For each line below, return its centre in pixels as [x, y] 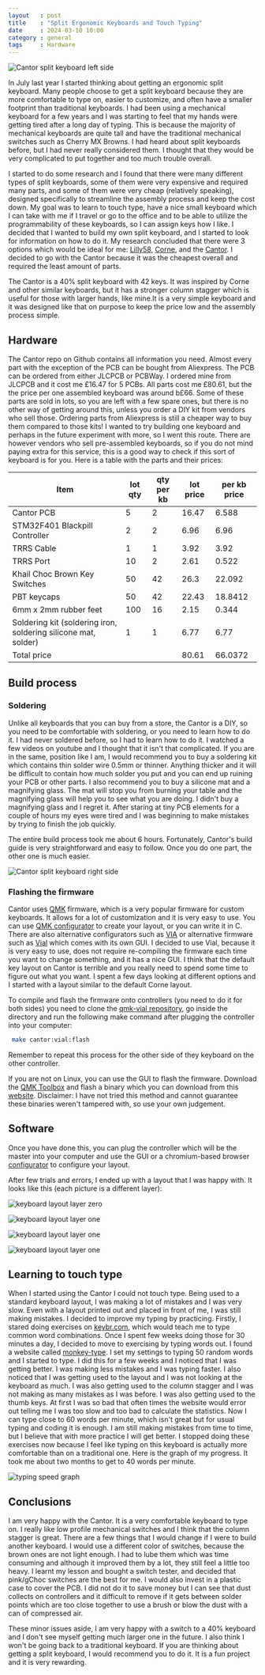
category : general [40, 38]
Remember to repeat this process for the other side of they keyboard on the [131, 1055]
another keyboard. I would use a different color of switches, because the [126, 1546]
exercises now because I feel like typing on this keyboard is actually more [128, 1445]
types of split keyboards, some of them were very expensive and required [128, 182]
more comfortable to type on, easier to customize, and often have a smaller [131, 100]
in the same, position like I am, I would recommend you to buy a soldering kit [132, 756]
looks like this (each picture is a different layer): [85, 1188]
